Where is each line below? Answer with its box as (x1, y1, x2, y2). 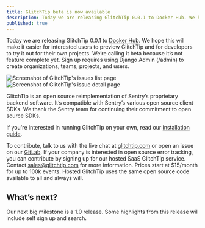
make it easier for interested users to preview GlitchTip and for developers (6, 43, 193, 50)
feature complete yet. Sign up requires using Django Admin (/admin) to (6, 56, 184, 64)
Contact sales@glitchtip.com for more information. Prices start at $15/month (6, 162, 198, 169)
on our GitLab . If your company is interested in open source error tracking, (6, 148, 193, 156)
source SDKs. (6, 112, 41, 119)
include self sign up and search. (6, 215, 87, 222)
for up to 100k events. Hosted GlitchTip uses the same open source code (6, 168, 190, 175)
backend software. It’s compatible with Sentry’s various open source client (6, 99, 194, 106)
